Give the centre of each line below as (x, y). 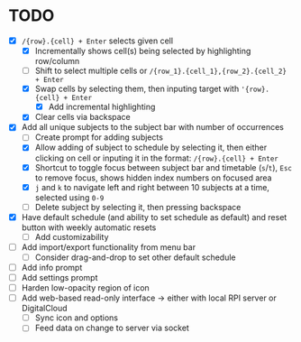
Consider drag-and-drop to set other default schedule (135, 257)
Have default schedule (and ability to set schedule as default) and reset (154, 217)
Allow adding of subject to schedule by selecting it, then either (151, 148)
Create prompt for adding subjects (99, 137)
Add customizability (72, 236)
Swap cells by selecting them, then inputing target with (137, 89)
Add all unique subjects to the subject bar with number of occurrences (153, 127)
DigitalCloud (45, 309)
